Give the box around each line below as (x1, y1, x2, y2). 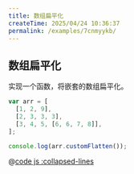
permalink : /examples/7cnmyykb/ (8, 27, 116, 35)
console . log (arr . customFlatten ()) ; (8, 142, 128, 150)
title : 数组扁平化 (8, 11, 64, 20)
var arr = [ (8, 97, 48, 106)
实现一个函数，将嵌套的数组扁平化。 (8, 81, 128, 91)
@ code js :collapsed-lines (8, 156, 95, 166)
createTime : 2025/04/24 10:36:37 (8, 19, 120, 27)
